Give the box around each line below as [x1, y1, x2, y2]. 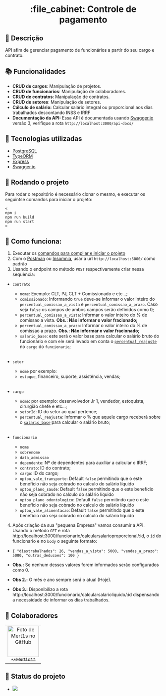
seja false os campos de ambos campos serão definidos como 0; [19, 307, 155, 313]
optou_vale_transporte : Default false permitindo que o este [19, 475, 142, 481]
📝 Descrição [5, 34, 44, 42]
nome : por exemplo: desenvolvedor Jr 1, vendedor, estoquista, [19, 398, 145, 404]
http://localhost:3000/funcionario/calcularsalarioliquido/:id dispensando [12, 591, 160, 598]
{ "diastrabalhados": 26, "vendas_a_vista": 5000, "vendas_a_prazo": [12, 549, 160, 554]
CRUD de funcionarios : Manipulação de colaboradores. [12, 88, 126, 94]
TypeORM [12, 153, 33, 159]
